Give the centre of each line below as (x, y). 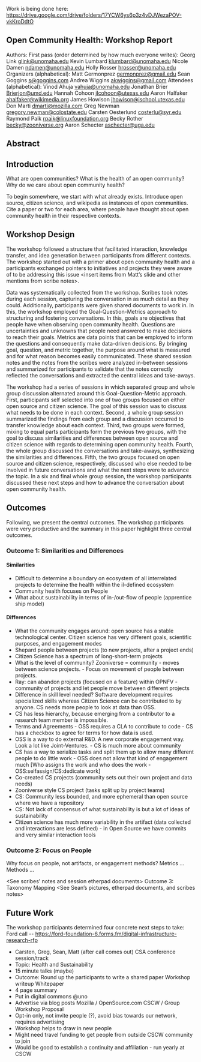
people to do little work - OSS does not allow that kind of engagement (101, 758)
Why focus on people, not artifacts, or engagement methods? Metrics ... (95, 863)
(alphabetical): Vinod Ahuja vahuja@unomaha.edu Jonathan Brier (87, 86)
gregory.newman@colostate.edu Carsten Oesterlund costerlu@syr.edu (94, 112)
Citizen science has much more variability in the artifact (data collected (103, 822)
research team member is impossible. (61, 720)
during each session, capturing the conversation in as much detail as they (97, 299)
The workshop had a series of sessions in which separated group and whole (100, 387)
